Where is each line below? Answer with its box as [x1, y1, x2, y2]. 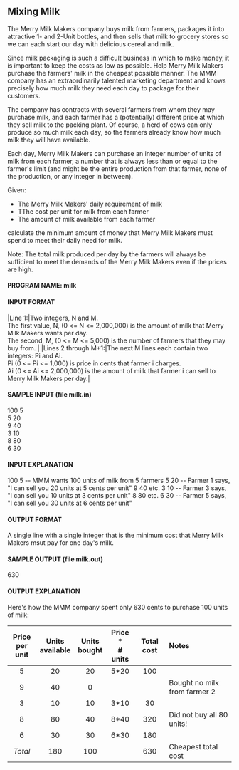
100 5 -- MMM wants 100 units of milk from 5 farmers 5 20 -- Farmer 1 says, [7, 477, 230, 485]
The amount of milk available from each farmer [17, 214, 156, 223]
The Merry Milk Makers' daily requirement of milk [17, 199, 162, 208]
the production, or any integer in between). [7, 172, 134, 180]
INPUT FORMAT [7, 298, 55, 306]
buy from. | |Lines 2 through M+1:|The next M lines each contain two [7, 343, 208, 352]
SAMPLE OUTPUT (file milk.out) [7, 555, 103, 563]
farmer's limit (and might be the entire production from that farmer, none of [7, 164, 228, 173]
